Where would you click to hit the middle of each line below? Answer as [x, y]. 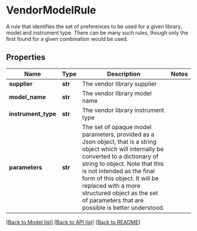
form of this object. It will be [120, 178]
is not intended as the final [118, 171]
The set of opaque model [117, 127]
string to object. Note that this [123, 164]
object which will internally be [123, 149]
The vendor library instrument [123, 110]
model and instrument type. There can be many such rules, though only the [97, 32]
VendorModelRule [51, 10]
